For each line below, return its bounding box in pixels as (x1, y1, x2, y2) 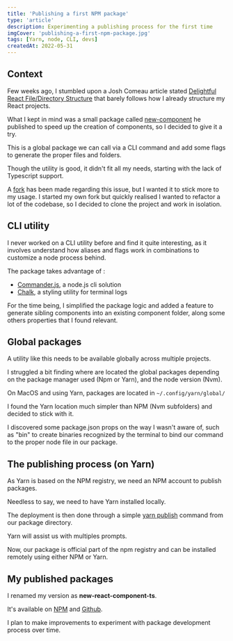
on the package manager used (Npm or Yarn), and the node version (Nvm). (7, 375, 223, 383)
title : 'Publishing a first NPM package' (7, 10, 129, 17)
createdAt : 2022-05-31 (7, 42, 73, 49)
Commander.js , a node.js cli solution (17, 280, 122, 289)
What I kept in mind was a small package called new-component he (7, 115, 202, 123)
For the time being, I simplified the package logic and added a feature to (7, 301, 214, 310)
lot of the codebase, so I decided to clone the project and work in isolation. (7, 200, 222, 208)
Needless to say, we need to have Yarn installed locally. (7, 498, 166, 506)
